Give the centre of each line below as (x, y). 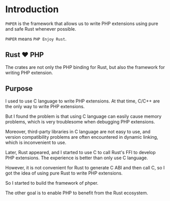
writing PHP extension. (29, 72)
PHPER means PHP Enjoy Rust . (36, 39)
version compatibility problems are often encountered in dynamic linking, (82, 137)
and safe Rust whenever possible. (41, 29)
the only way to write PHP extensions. (45, 106)
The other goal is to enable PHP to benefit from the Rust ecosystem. (77, 193)
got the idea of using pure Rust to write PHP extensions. (64, 173)
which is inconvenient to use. (36, 142)
